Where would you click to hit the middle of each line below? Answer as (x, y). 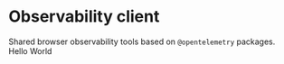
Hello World (30, 50)
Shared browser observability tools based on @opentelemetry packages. (142, 41)
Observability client (84, 17)
